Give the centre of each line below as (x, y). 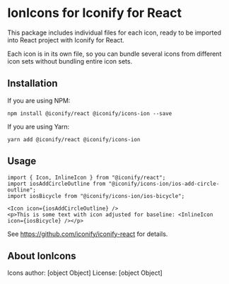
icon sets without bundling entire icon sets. (70, 61)
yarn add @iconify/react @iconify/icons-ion (74, 139)
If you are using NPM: (39, 100)
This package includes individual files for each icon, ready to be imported (114, 32)
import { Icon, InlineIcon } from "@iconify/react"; (87, 177)
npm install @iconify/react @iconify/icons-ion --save (90, 113)
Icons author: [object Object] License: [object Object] (85, 273)
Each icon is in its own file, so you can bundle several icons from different (114, 54)
